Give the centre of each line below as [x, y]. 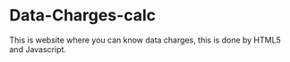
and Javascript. [38, 49]
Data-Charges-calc [83, 15]
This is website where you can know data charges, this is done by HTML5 [145, 40]
